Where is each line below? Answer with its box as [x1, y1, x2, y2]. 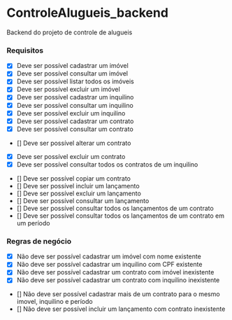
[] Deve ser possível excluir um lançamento [16, 189, 141, 197]
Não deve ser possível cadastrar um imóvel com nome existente [16, 252, 202, 260]
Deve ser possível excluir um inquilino [16, 109, 126, 117]
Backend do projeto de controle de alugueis [6, 28, 133, 36]
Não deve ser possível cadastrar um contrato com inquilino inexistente [16, 276, 220, 284]
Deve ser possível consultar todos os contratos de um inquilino [16, 160, 198, 169]
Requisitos [6, 46, 43, 55]
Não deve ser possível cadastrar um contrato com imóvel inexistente [16, 268, 215, 277]
